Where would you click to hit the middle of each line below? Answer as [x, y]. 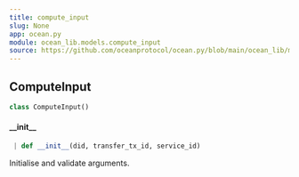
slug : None [29, 26]
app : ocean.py [36, 34]
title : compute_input [49, 17]
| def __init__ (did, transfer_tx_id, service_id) [107, 146]
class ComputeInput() [49, 107]
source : [24, 51]
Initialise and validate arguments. [69, 163]
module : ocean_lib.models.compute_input [85, 42]
